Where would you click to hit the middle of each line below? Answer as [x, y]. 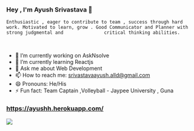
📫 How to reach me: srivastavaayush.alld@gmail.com [82, 75]
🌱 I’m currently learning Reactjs [54, 62]
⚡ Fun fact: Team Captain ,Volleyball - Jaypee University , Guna [94, 91]
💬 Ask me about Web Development [59, 68]
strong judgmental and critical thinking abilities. [93, 33]
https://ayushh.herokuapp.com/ [55, 109]
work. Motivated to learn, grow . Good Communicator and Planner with [97, 27]
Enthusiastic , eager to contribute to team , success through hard [95, 22]
